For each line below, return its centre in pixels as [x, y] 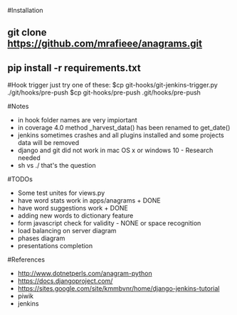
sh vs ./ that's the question [57, 166]
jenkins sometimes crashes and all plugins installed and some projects [121, 135]
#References [26, 260]
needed [29, 158]
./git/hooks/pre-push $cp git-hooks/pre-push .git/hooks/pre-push [104, 92]
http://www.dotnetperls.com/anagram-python [85, 274]
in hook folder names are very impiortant [77, 120]
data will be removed [48, 143]
